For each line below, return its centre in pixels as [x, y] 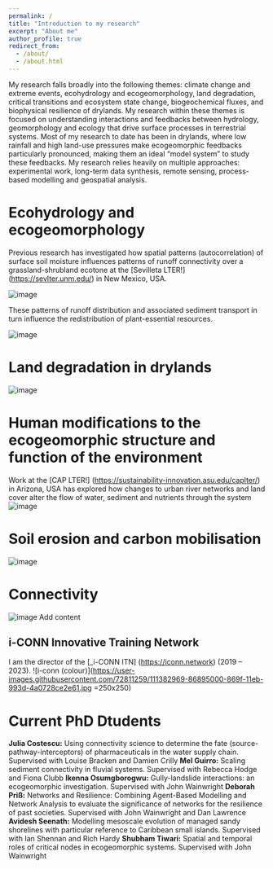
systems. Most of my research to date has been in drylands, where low [128, 136]
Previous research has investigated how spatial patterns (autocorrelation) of [136, 252]
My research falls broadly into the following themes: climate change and [130, 84]
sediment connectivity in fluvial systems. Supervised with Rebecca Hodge [133, 770]
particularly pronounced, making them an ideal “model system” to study [129, 154]
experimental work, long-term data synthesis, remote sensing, [113, 171]
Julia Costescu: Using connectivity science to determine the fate [118, 744]
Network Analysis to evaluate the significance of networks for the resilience [136, 804]
